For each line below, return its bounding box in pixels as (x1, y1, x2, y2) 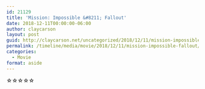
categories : (6, 49, 37, 55)
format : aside (6, 60, 43, 66)
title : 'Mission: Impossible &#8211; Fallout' (6, 15, 127, 21)
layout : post (6, 32, 40, 38)
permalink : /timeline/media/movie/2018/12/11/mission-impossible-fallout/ (6, 43, 201, 49)
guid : (6, 37, 20, 43)
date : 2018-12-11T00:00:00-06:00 (6, 20, 92, 26)
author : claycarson (6, 26, 56, 32)
